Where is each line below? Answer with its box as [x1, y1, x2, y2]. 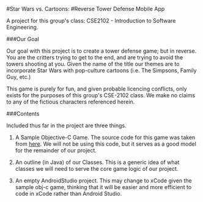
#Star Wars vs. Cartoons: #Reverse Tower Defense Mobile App [6, 6, 165, 12]
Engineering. [6, 24, 39, 31]
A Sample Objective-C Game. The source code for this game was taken [15, 134, 196, 141]
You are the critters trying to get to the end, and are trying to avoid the [6, 54, 183, 61]
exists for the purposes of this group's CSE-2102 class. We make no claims [6, 92, 196, 99]
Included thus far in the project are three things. [6, 122, 127, 129]
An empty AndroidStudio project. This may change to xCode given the [15, 177, 192, 184]
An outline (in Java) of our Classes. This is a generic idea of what [15, 159, 180, 166]
